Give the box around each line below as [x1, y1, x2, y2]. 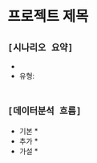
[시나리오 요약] [7, 42, 74, 53]
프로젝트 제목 [7, 7, 89, 26]
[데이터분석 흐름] [7, 105, 82, 117]
